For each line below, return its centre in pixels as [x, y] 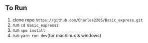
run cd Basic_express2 [35, 25]
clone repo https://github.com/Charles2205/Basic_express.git [77, 20]
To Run [16, 8]
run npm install [29, 30]
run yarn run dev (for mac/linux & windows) [57, 35]
